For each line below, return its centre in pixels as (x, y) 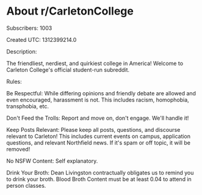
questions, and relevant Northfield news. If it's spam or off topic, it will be (99, 142)
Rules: (14, 81)
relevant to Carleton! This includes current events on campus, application (99, 136)
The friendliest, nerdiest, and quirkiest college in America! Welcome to (95, 63)
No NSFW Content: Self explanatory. (52, 161)
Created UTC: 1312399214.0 (41, 39)
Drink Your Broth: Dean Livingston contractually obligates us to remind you (100, 173)
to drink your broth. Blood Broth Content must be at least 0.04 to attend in (99, 179)
